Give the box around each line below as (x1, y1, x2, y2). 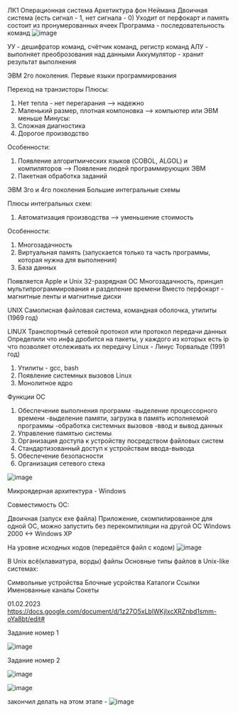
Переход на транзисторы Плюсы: (7, 85, 109, 93)
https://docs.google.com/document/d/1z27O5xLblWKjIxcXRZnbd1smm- (7, 607, 217, 616)
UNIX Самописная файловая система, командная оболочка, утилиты (7, 306, 217, 314)
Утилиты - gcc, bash (17, 364, 80, 372)
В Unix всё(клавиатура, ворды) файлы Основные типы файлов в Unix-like (7, 557, 229, 565)
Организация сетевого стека (17, 459, 105, 468)
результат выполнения (7, 58, 77, 66)
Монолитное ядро (17, 379, 73, 387)
